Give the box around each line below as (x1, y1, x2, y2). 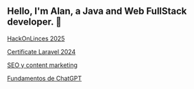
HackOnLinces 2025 (7, 34, 65, 42)
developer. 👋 (7, 16, 62, 28)
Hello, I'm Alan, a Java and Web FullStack (7, 5, 187, 17)
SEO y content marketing (7, 61, 77, 69)
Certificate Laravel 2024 (7, 47, 76, 55)
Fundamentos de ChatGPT (7, 74, 82, 82)
